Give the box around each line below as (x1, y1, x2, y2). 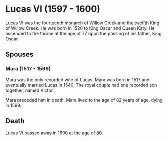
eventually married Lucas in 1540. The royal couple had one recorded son (5, 82, 157, 88)
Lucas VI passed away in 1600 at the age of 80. (5, 130, 103, 136)
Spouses (5, 50, 34, 59)
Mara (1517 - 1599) (5, 65, 51, 72)
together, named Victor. (5, 87, 54, 93)
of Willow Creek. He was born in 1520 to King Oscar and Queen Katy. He (5, 25, 155, 31)
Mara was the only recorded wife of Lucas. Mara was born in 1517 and (5, 76, 150, 83)
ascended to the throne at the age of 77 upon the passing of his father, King (5, 30, 162, 36)
